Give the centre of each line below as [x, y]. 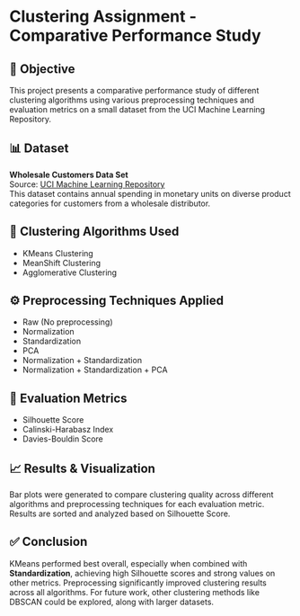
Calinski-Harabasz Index [68, 430]
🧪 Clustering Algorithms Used [94, 232]
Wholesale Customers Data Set [69, 174]
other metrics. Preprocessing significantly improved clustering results [138, 583]
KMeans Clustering [58, 253]
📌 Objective [42, 69]
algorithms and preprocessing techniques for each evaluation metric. [137, 504]
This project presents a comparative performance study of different [134, 90]
